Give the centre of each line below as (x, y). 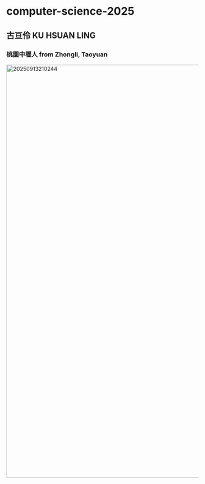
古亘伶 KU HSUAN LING (51, 35)
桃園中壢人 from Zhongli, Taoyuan (57, 54)
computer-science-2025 (70, 11)
